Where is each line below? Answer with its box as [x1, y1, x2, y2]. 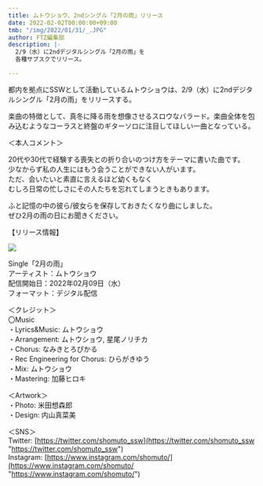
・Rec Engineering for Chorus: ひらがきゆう [8, 354, 150, 363]
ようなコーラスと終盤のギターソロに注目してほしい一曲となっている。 [28, 121, 255, 131]
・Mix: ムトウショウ [8, 363, 72, 374]
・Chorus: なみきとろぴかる [8, 344, 98, 354]
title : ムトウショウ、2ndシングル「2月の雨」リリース [8, 11, 163, 20]
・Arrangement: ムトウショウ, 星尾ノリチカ [8, 334, 148, 344]
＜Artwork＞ [8, 390, 49, 399]
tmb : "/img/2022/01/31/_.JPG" [8, 26, 108, 34]
